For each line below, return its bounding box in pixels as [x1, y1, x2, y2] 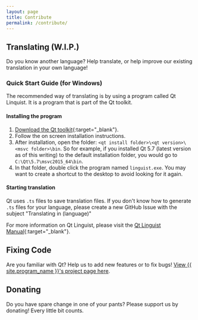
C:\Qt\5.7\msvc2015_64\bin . [14, 158, 83, 165]
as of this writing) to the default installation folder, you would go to [14, 151, 178, 158]
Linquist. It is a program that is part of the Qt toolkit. [6, 99, 133, 106]
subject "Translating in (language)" [6, 210, 92, 217]
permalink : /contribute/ [6, 20, 68, 26]
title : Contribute [6, 14, 52, 20]
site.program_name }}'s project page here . [6, 267, 111, 275]
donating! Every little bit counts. [6, 307, 84, 314]
